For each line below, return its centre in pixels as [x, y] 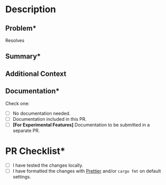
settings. [22, 176]
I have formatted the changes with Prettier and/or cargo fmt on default [87, 171]
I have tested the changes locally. [48, 165]
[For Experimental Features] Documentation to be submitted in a [81, 125]
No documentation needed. [41, 113]
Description [31, 9]
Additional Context [36, 74]
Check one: [17, 103]
